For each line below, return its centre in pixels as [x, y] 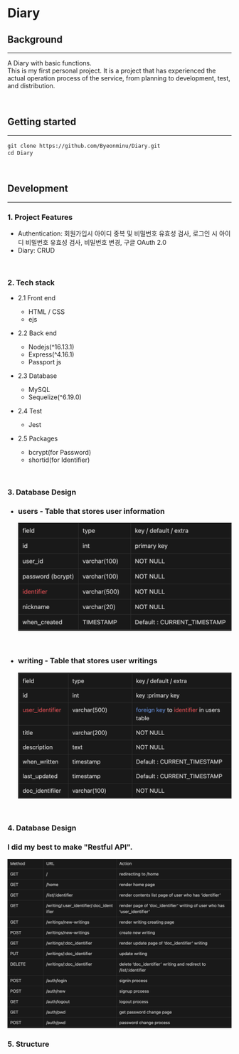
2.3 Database [37, 376]
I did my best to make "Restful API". [70, 847]
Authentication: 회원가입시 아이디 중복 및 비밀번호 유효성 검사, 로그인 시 [118, 233]
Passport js [45, 362]
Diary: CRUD [36, 250]
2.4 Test [30, 411]
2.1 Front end [36, 298]
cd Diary [20, 153]
